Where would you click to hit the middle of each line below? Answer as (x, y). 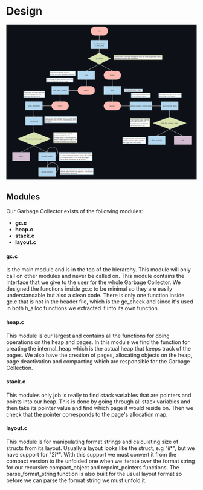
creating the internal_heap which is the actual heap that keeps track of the (99, 348)
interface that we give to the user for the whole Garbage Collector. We (94, 282)
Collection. (20, 368)
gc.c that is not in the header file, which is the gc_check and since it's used (100, 302)
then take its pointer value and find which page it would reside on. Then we (100, 408)
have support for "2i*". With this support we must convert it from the (92, 455)
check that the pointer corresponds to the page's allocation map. (87, 414)
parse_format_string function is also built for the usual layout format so (94, 474)
